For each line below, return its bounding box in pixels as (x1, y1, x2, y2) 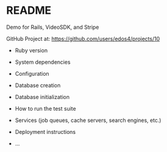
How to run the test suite (14, 105, 76, 112)
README (6, 4, 52, 17)
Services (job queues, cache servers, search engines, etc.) (14, 117, 162, 124)
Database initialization (14, 93, 70, 100)
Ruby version (14, 46, 48, 54)
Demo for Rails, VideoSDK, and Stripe (6, 23, 99, 31)
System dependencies (14, 58, 71, 65)
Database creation (14, 82, 61, 89)
